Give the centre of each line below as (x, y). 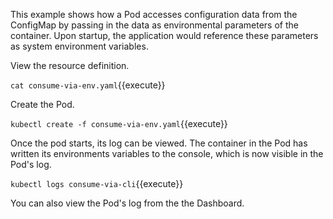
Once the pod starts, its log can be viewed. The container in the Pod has (159, 143)
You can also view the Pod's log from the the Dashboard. (127, 203)
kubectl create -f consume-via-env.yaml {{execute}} (119, 123)
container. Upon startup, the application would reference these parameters (164, 35)
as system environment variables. (79, 46)
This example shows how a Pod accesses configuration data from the (154, 14)
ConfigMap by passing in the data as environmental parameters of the (154, 25)
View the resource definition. (70, 65)
